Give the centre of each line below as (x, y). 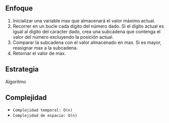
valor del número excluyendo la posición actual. (63, 37)
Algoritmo (16, 82)
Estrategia (22, 69)
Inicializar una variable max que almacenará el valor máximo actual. (84, 20)
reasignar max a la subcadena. (45, 47)
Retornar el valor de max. (39, 53)
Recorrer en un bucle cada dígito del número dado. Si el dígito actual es (88, 26)
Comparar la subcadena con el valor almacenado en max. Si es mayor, (87, 42)
